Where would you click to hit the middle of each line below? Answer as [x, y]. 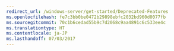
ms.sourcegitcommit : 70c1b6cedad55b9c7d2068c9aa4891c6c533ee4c [86, 22]
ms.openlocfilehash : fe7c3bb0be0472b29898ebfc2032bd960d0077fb [86, 17]
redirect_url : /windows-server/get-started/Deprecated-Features [87, 11]
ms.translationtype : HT [36, 28]
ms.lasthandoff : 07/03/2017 [41, 39]
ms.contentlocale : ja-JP [37, 33]
